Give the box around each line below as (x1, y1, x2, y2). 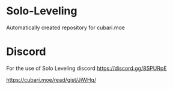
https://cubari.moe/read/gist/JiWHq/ (6, 76, 97, 83)
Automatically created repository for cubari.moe (6, 24, 125, 31)
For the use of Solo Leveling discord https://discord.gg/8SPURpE (6, 65, 167, 72)
